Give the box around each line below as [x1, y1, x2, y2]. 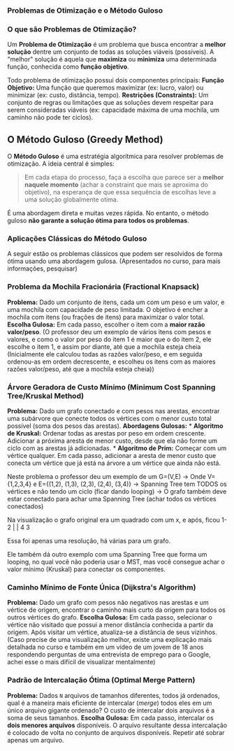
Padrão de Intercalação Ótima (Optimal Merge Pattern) [7, 675, 196, 685]
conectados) [7, 502, 44, 510]
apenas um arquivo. [7, 736, 64, 744]
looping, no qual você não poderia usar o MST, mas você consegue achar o [7, 557, 225, 566]
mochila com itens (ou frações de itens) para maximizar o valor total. [7, 313, 205, 321]
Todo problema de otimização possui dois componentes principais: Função [7, 76, 224, 85]
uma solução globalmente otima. [24, 195, 119, 204]
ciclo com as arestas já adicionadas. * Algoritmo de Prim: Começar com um [7, 443, 227, 452]
